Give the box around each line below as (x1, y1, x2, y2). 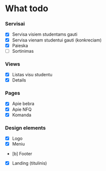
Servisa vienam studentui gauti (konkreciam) (12, 37, 102, 43)
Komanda (12, 112, 32, 118)
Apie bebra (12, 101, 35, 107)
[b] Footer (12, 151, 33, 157)
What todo (5, 3, 49, 14)
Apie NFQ (12, 106, 32, 112)
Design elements (5, 124, 46, 131)
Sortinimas (12, 48, 34, 54)
